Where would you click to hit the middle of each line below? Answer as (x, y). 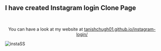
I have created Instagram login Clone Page (71, 8)
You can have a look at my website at (46, 29)
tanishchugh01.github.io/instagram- (120, 29)
